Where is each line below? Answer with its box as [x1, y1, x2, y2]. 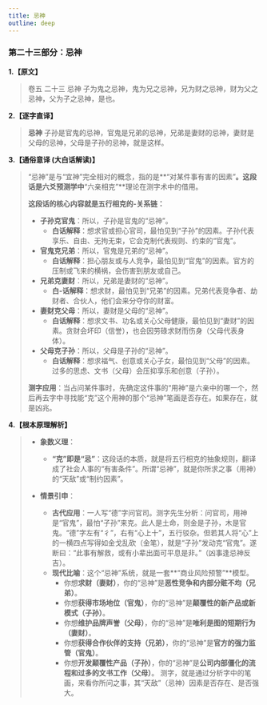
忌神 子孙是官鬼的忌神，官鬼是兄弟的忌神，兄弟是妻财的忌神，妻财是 [27, 127, 254, 137]
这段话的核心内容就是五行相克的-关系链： [27, 198, 165, 208]
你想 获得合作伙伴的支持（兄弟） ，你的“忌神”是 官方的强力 [63, 638, 249, 647]
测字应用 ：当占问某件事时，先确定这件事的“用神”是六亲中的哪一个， [27, 383, 252, 392]
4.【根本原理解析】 [8, 419, 72, 429]
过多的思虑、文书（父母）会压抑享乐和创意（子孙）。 [51, 366, 224, 375]
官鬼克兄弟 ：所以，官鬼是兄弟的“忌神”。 [39, 246, 173, 255]
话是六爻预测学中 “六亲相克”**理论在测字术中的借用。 [27, 182, 203, 191]
